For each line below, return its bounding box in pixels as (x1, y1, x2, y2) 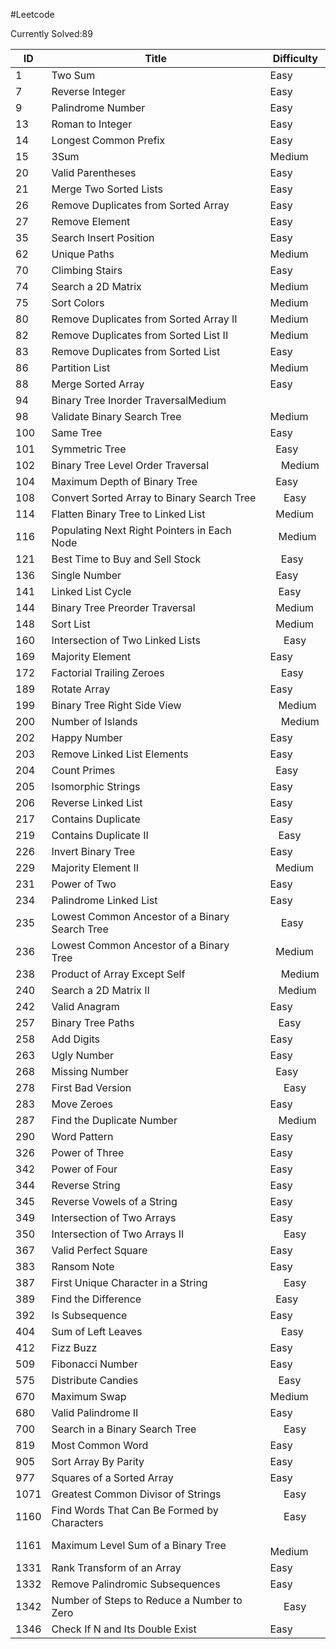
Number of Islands (51, 715, 138, 728)
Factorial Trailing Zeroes (51, 666, 165, 679)
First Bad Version (51, 1081, 132, 1094)
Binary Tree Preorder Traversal (51, 601, 196, 614)
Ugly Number (51, 1049, 115, 1062)
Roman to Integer (51, 117, 133, 131)
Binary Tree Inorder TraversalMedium (51, 394, 227, 407)
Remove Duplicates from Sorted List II (51, 329, 229, 342)
